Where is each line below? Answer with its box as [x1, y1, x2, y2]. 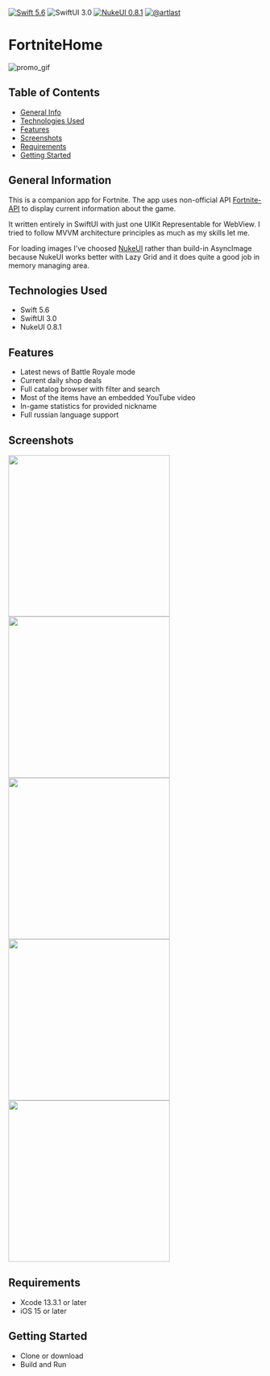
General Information [8, 173, 112, 187]
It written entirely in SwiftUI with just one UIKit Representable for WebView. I [8, 219, 260, 229]
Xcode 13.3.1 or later [19, 1297, 87, 1307]
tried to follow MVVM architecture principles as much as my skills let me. [8, 227, 250, 237]
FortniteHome [8, 36, 103, 54]
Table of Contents [8, 85, 101, 100]
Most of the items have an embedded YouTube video [19, 393, 196, 402]
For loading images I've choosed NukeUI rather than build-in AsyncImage [8, 243, 252, 253]
